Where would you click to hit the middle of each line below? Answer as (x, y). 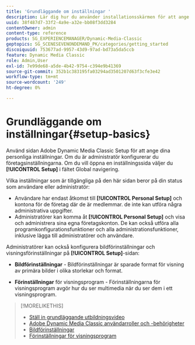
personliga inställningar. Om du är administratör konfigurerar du (82, 156)
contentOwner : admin (31, 28)
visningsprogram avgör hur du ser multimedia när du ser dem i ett (93, 288)
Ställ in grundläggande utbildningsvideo (77, 317)
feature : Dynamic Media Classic (45, 55)
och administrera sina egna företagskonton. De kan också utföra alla (97, 223)
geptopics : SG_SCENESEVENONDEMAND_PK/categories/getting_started (87, 45)
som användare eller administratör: (48, 187)
